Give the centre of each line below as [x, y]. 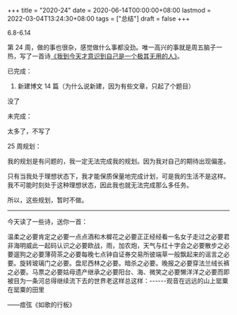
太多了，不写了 [29, 131]
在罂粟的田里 [26, 290]
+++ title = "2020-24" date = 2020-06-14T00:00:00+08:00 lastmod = [109, 10]
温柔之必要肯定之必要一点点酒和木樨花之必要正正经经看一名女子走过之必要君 [119, 237]
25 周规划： [24, 146]
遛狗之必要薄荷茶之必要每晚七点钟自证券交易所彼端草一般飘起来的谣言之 [118, 254]
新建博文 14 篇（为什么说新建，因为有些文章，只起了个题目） [106, 86]
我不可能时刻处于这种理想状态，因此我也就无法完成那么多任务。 [100, 185]
